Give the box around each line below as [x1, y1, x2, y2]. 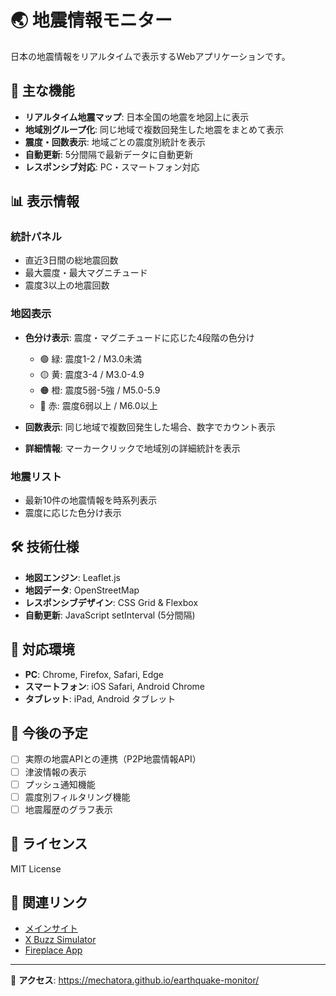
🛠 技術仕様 [10, 539, 80, 556]
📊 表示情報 [10, 193, 80, 210]
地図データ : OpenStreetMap [24, 584, 140, 596]
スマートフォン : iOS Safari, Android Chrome [24, 680, 206, 692]
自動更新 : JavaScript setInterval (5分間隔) [24, 609, 196, 621]
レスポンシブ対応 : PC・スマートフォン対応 [24, 161, 200, 173]
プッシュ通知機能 [24, 778, 96, 790]
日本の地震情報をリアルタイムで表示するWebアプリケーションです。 [10, 50, 291, 62]
